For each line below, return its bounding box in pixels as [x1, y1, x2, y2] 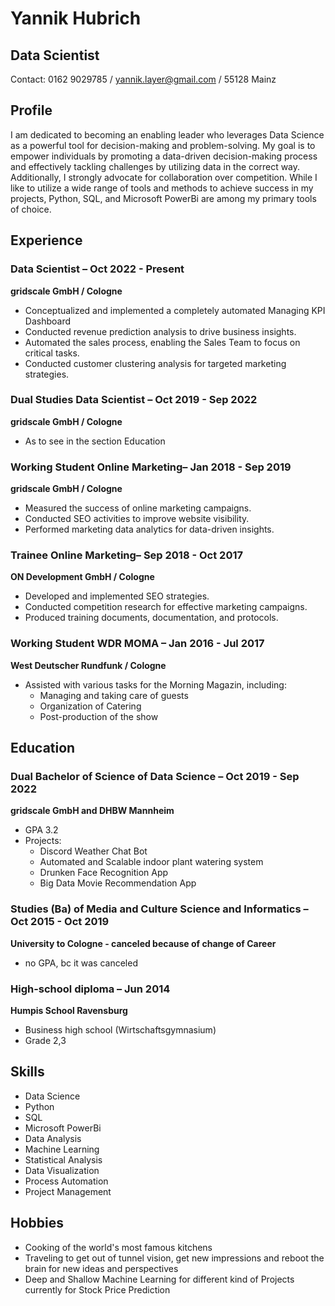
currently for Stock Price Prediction [24, 1283, 171, 1296]
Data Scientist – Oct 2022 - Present [10, 262, 185, 276]
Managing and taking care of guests [39, 689, 189, 701]
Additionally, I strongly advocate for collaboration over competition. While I [10, 171, 318, 183]
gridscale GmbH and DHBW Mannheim [10, 805, 175, 817]
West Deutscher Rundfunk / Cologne [10, 659, 167, 671]
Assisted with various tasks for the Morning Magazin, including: [24, 678, 287, 691]
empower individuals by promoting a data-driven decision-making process [10, 150, 318, 162]
